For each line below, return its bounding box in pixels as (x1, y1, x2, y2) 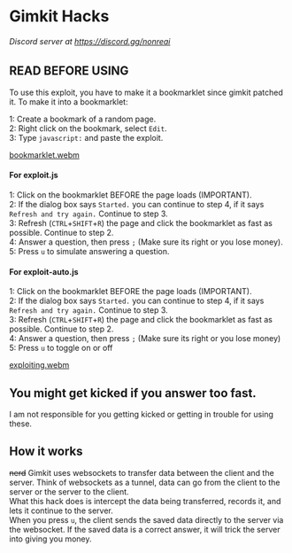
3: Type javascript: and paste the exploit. (9, 132, 164, 143)
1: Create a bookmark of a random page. (9, 113, 157, 124)
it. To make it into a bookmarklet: (9, 96, 128, 107)
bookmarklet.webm (9, 149, 80, 160)
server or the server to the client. (9, 486, 130, 497)
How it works (9, 444, 83, 459)
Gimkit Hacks (9, 6, 110, 27)
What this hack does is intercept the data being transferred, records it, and (9, 495, 281, 506)
